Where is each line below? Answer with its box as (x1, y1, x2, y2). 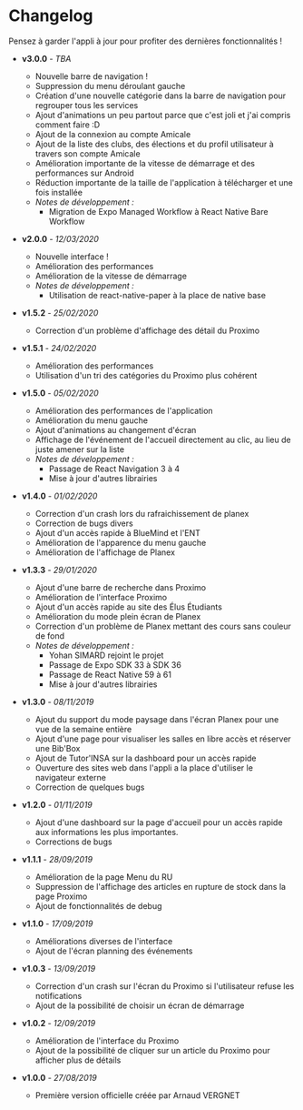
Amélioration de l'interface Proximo (34, 591, 168, 602)
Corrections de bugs (34, 836, 112, 847)
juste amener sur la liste (34, 443, 124, 455)
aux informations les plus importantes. (34, 826, 179, 837)
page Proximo (34, 891, 88, 902)
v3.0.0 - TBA (21, 53, 72, 64)
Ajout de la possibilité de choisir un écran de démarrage (34, 1000, 245, 1011)
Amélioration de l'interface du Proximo (34, 1034, 180, 1046)
